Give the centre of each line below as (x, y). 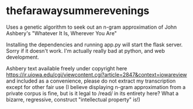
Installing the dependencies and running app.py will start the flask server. (94, 45)
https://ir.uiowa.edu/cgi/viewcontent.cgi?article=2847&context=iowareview (96, 74)
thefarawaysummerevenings (78, 11)
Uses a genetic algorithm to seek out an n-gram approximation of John (92, 27)
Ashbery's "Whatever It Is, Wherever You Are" (61, 33)
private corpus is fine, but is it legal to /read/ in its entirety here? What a (92, 93)
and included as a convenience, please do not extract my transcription (91, 81)
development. (23, 57)
